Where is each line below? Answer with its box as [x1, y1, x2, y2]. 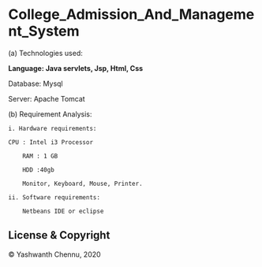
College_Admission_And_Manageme [8, 6, 255, 24]
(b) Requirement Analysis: [8, 109, 92, 119]
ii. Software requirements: [8, 193, 101, 202]
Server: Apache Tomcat [8, 94, 85, 103]
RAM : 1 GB [22, 152, 58, 160]
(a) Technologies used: [8, 48, 83, 57]
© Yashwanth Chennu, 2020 [8, 250, 101, 259]
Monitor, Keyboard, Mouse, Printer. [22, 180, 144, 187]
